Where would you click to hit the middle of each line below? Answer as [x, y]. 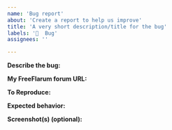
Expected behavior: [36, 106]
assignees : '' [28, 40]
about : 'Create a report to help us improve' [74, 20]
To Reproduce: [29, 92]
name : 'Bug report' [36, 14]
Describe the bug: [34, 65]
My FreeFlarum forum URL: [47, 79]
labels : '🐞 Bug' [33, 33]
